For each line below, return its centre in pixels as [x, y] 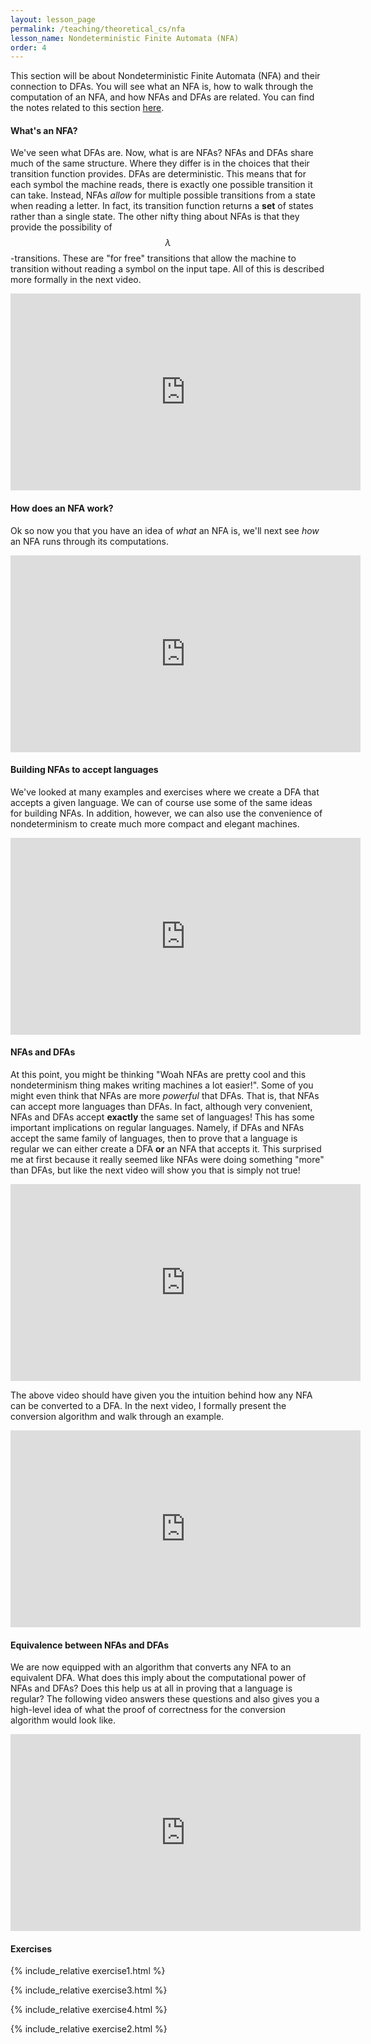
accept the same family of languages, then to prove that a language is [154, 1138]
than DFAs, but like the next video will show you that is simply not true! [155, 1170]
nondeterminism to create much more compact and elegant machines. [155, 823]
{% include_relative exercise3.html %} [89, 1990]
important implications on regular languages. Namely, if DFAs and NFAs [157, 1128]
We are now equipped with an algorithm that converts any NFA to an [151, 1667]
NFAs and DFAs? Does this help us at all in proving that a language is [151, 1688]
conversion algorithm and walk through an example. [117, 1417]
